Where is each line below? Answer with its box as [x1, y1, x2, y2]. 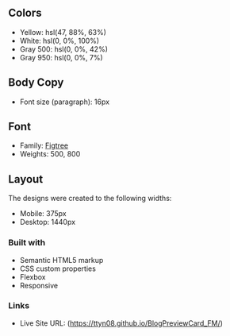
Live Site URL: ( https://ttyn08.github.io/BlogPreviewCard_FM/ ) [19, 318, 224, 328]
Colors [8, 6, 42, 20]
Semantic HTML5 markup [19, 255, 104, 265]
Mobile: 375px [19, 209, 67, 218]
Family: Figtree [19, 141, 69, 150]
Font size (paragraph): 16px [19, 97, 109, 106]
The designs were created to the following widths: [8, 194, 172, 203]
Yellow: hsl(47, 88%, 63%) [19, 27, 107, 37]
